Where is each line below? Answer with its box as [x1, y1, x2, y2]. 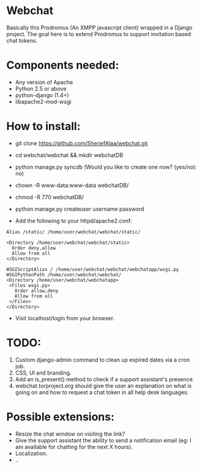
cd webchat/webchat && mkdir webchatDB [15, 151, 124, 159]
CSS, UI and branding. [15, 369, 72, 376]
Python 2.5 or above [15, 85, 67, 92]
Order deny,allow [12, 245, 56, 251]
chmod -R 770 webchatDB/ [15, 193, 84, 200]
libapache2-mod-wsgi [15, 98, 72, 105]
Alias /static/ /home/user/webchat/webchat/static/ [6, 229, 141, 235]
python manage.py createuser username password [15, 205, 144, 213]
